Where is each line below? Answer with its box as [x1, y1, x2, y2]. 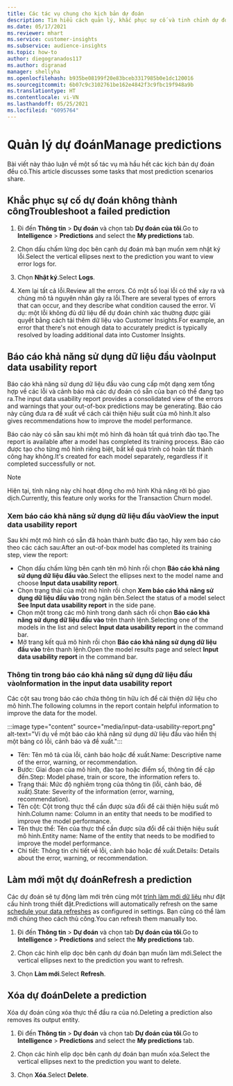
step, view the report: [7, 550, 69, 559]
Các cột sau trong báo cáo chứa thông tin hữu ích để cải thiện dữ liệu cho [7, 694, 217, 702]
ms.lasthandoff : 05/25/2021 [7, 101, 89, 108]
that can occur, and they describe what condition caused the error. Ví [17, 301, 216, 309]
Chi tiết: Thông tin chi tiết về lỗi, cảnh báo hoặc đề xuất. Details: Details [17, 846, 220, 854]
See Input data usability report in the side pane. [17, 601, 156, 609]
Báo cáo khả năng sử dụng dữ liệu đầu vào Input [7, 350, 216, 362]
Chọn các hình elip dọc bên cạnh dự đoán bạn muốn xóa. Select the [17, 1049, 210, 1058]
